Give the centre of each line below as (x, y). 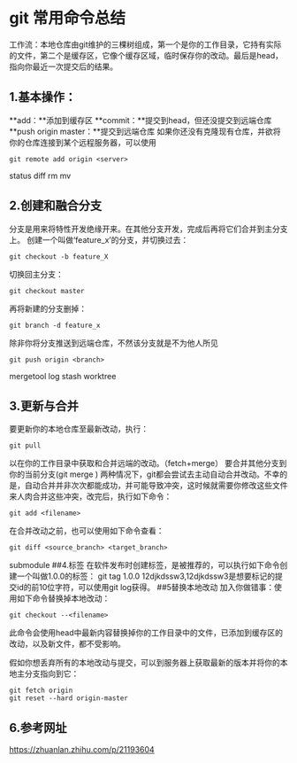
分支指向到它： (52, 673)
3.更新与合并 (44, 405)
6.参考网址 (38, 728)
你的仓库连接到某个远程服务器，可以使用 (83, 142)
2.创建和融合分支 (56, 206)
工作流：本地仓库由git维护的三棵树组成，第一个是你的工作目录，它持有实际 (145, 44)
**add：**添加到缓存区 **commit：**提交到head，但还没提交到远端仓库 (141, 120)
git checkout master (47, 291)
